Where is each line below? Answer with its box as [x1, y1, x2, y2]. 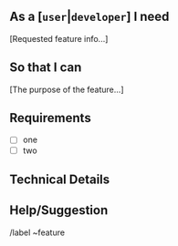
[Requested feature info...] [9, 33, 109, 44]
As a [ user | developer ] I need [9, 9, 170, 25]
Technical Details [9, 171, 110, 187]
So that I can [9, 60, 82, 76]
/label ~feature [9, 227, 66, 238]
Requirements [9, 110, 91, 126]
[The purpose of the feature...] [9, 84, 124, 95]
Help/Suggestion [9, 202, 109, 219]
